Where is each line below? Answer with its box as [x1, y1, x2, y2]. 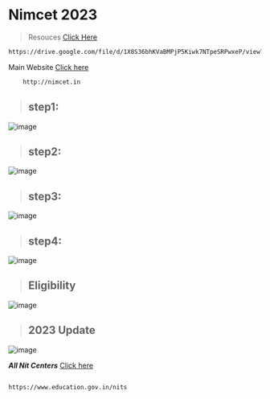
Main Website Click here [8, 62, 89, 72]
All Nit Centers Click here [8, 360, 94, 370]
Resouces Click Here [27, 32, 98, 42]
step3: [27, 189, 62, 203]
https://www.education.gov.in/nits [8, 383, 128, 391]
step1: [27, 101, 59, 114]
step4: [27, 234, 63, 248]
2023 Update [27, 323, 96, 337]
